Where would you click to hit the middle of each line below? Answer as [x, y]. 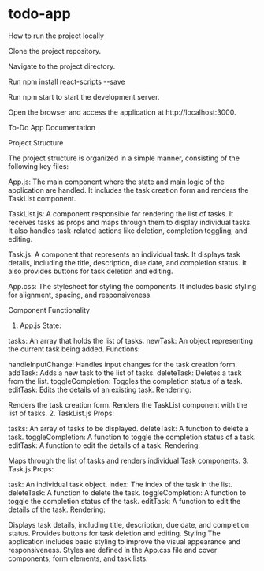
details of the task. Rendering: [57, 509]
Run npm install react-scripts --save [67, 81]
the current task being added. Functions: [74, 349]
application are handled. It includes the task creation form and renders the [128, 190]
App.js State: [40, 325]
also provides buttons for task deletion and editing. [91, 271]
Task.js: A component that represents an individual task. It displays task [124, 254]
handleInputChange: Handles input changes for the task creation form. [123, 364]
